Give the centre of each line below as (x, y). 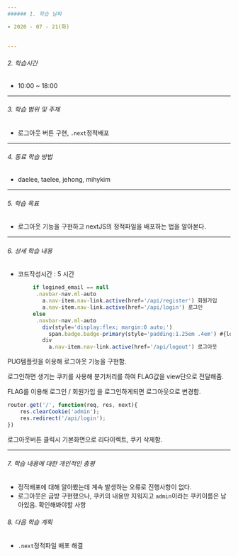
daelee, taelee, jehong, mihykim (64, 179)
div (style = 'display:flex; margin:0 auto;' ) (107, 327)
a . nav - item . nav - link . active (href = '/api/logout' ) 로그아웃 (133, 347)
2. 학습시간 (23, 63)
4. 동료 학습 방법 (30, 157)
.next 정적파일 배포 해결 (50, 546)
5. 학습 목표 (23, 203)
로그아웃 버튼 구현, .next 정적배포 (63, 133)
